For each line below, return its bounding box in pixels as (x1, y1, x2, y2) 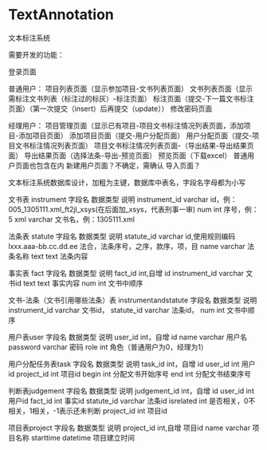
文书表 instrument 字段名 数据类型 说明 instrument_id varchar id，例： (8, 194, 238, 204)
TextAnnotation (8, 6, 114, 24)
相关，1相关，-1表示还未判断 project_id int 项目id (8, 405, 167, 416)
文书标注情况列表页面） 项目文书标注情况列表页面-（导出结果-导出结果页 (14, 140, 254, 150)
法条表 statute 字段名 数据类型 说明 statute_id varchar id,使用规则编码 (8, 231, 236, 241)
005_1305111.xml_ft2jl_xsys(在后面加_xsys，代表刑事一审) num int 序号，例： (8, 204, 259, 214)
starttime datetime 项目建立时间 (30, 432, 135, 442)
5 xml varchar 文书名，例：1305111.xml (8, 214, 135, 224)
